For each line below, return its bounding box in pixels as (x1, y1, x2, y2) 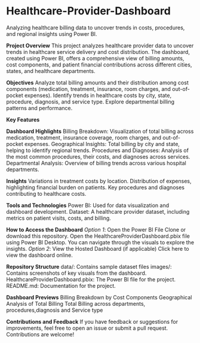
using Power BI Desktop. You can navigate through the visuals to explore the (6, 238, 195, 246)
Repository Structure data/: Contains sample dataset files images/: (6, 263, 172, 270)
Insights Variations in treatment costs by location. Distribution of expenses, (6, 177, 192, 184)
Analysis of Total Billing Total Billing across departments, (6, 300, 146, 307)
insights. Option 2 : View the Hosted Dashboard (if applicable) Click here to (6, 245, 189, 252)
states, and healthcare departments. (6, 67, 96, 74)
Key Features (6, 116, 40, 123)
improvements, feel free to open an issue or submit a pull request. (6, 324, 168, 332)
